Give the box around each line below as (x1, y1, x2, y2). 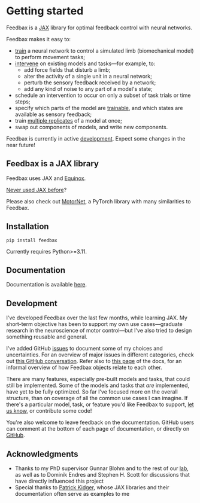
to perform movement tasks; (14, 53, 86, 60)
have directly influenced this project (14, 477, 104, 484)
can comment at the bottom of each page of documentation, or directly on (6, 425, 190, 432)
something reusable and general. (6, 333, 88, 340)
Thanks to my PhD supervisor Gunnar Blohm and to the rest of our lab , (14, 465, 189, 472)
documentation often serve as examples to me (14, 490, 130, 497)
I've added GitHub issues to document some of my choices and (6, 345, 163, 352)
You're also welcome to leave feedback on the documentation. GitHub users (6, 419, 195, 426)
